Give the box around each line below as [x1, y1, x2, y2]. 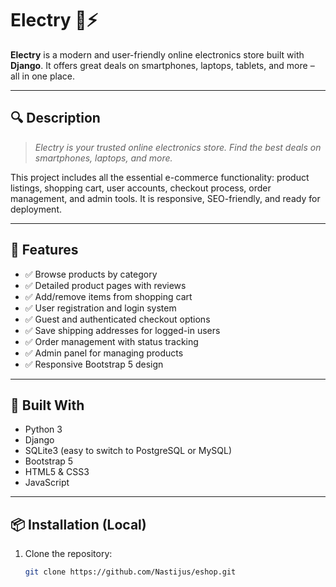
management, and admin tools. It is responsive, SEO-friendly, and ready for [10, 192, 321, 204]
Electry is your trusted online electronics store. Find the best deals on [34, 141, 322, 153]
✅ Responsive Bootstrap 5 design [24, 358, 164, 370]
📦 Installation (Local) [10, 516, 147, 533]
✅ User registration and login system [24, 302, 177, 314]
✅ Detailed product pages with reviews [24, 279, 187, 291]
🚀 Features [10, 242, 79, 259]
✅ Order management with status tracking [24, 335, 199, 347]
